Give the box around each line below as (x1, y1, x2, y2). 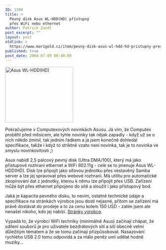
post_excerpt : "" (5, 30, 41, 35)
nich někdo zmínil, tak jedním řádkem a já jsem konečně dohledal (5, 137, 137, 143)
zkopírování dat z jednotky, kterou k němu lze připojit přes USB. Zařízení (5, 178, 152, 184)
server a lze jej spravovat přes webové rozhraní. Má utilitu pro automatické (5, 173, 157, 179)
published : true (5, 48, 39, 53)
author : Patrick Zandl (5, 26, 52, 31)
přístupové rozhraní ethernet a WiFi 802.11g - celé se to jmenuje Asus (5, 163, 146, 168)
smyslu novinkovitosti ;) (5, 148, 53, 154)
